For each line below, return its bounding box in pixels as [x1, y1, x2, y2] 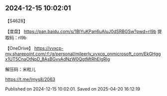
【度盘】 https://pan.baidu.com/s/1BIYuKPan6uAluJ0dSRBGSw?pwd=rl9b [5, 28, 157, 34]
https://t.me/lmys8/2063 [5, 76, 56, 82]
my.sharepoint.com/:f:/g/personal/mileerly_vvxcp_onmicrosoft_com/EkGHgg [5, 51, 161, 57]
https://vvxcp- [34, 45, 64, 51]
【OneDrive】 [5, 45, 33, 51]
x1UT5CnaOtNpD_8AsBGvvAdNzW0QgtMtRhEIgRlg [5, 56, 110, 62]
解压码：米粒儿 [5, 66, 36, 72]
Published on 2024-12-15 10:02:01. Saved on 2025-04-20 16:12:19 [5, 86, 141, 92]
